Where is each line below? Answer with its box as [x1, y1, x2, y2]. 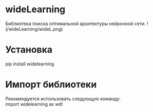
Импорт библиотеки [5, 79, 97, 91]
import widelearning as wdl [5, 101, 63, 107]
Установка [5, 44, 53, 56]
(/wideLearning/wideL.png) [5, 26, 63, 32]
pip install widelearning [5, 60, 54, 67]
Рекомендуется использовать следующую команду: [5, 96, 121, 102]
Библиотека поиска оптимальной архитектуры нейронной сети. [5, 20, 146, 27]
